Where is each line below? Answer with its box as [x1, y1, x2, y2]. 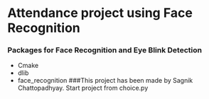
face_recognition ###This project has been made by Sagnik [17, 76, 193, 85]
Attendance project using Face [7, 5, 193, 21]
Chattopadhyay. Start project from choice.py [17, 83, 149, 93]
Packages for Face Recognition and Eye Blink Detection [7, 45, 203, 55]
